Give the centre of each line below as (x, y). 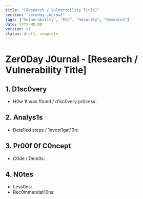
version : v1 (18, 29)
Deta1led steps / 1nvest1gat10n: (45, 130)
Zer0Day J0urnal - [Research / (72, 59)
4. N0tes (19, 175)
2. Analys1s (24, 118)
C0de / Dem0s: (29, 158)
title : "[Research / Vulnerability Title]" (53, 10)
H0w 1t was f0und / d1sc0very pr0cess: (55, 101)
